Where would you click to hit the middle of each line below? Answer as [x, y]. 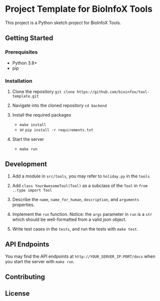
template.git [26, 96]
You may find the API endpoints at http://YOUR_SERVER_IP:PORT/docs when [80, 256]
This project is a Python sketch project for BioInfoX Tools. [63, 23]
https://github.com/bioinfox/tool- [113, 92]
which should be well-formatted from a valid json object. [69, 219]
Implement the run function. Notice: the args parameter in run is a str [82, 214]
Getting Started [29, 38]
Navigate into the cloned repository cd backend [59, 105]
